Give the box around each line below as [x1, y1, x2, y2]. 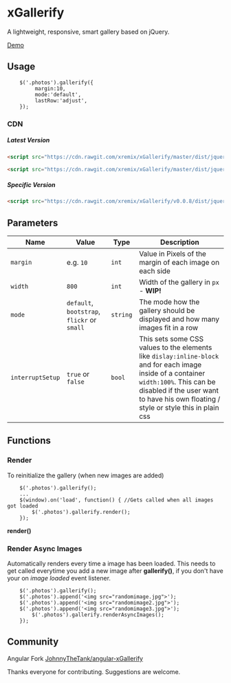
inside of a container [138, 369, 206, 378]
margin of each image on [138, 258, 220, 268]
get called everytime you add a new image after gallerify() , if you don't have [7, 567, 223, 575]
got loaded [7, 502, 38, 510]
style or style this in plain [138, 403, 219, 413]
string [111, 311, 133, 319]
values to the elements [138, 343, 212, 352]
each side [138, 266, 170, 276]
